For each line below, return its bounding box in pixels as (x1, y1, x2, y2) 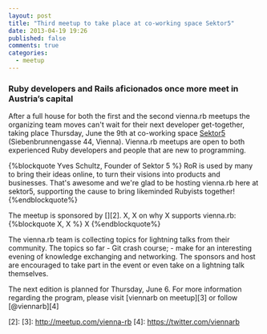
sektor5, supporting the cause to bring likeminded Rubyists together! (8, 186, 235, 197)
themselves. (8, 269, 49, 279)
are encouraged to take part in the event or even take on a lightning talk (8, 260, 245, 270)
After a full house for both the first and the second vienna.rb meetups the (8, 112, 250, 121)
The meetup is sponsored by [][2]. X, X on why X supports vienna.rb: (8, 210, 237, 221)
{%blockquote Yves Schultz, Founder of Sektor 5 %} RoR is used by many (8, 161, 253, 171)
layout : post (8, 11, 52, 20)
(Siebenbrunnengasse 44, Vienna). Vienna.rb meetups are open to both (8, 137, 245, 147)
